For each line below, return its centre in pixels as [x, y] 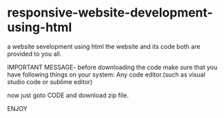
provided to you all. [34, 54]
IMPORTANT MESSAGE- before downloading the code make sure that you [112, 67]
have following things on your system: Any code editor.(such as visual [106, 75]
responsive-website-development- [110, 13]
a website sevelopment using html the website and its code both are [104, 46]
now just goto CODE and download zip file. [68, 95]
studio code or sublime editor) [50, 81]
